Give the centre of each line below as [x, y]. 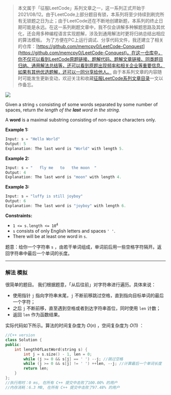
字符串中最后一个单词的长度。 [41, 253]
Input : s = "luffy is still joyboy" [44, 196]
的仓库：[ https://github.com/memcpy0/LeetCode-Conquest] [81, 46]
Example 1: [17, 130]
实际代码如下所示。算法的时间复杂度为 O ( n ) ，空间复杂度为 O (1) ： [75, 326]
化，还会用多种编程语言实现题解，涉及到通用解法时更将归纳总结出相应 [91, 33]
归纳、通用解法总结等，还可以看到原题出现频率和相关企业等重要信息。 [91, 65]
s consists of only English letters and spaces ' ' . [64, 231]
